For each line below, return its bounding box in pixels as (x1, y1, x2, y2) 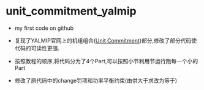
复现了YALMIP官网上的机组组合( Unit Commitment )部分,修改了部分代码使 (14, 36, 197, 44)
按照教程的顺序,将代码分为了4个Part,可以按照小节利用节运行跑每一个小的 (14, 57, 198, 64)
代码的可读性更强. (14, 44, 59, 52)
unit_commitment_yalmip (6, 4, 137, 18)
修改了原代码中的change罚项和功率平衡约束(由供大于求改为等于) (14, 77, 178, 84)
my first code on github (14, 24, 74, 32)
